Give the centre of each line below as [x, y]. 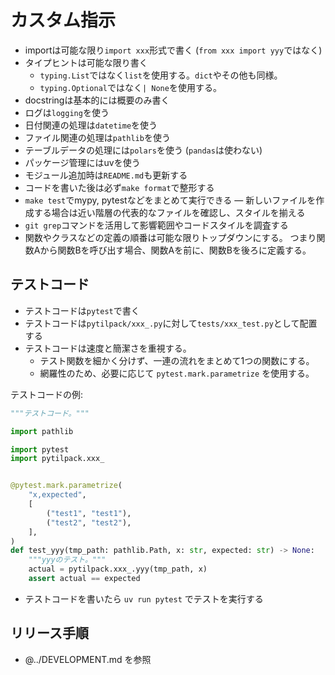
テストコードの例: [47, 394]
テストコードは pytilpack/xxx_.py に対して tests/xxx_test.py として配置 [171, 323]
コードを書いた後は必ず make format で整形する [119, 187]
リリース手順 [49, 633]
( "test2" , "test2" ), [89, 522]
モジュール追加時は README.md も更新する [106, 175]
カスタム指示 [63, 20]
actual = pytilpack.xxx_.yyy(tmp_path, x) [118, 569]
